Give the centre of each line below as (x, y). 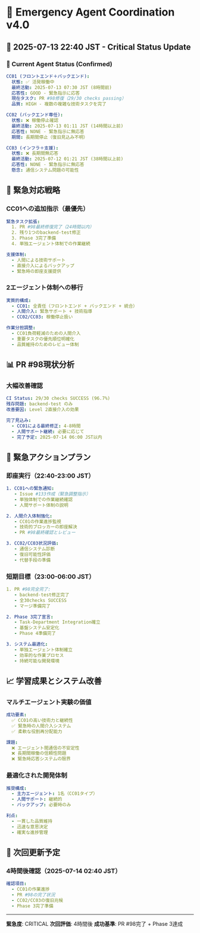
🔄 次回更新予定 (33, 852)
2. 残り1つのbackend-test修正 (46, 233)
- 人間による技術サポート (39, 260)
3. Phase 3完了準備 (34, 238)
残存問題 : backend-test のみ (40, 404)
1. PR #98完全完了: (29, 589)
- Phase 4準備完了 (35, 634)
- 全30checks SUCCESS (40, 600)
